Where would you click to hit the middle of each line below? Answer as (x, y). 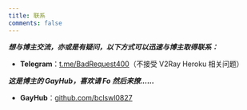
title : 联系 (27, 16)
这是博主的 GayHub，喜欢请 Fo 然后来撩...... (81, 81)
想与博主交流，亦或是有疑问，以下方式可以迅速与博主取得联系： (113, 47)
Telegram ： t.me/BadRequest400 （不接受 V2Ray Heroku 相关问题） (131, 64)
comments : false (35, 23)
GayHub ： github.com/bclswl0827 (76, 97)
